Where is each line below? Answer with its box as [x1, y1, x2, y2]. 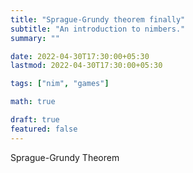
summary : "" [10, 33, 60, 43]
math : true [10, 97, 56, 107]
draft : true [10, 115, 60, 125]
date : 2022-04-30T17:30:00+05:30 [10, 51, 150, 61]
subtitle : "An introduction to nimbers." [10, 24, 186, 34]
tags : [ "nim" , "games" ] [10, 79, 110, 89]
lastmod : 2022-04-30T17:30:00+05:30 [10, 61, 163, 71]
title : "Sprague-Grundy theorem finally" [10, 14, 186, 25]
